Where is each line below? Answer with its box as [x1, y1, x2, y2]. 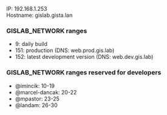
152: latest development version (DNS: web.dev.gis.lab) [15, 53, 154, 61]
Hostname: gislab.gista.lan [6, 11, 73, 19]
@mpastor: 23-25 [15, 95, 60, 102]
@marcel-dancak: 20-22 [15, 88, 77, 96]
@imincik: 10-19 [15, 82, 55, 90]
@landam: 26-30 [15, 101, 58, 108]
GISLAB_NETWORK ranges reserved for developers [6, 68, 162, 77]
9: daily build [15, 41, 47, 48]
